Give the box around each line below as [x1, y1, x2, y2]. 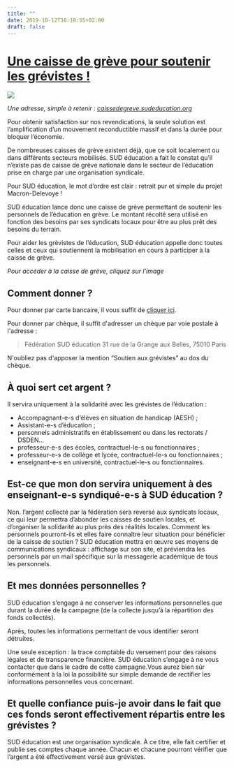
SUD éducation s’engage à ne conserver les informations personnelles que [7, 598, 223, 607]
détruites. [7, 634, 35, 642]
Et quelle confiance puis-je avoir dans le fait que [7, 697, 221, 709]
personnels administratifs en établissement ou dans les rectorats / [17, 428, 208, 436]
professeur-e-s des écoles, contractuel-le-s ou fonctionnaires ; [17, 443, 200, 451]
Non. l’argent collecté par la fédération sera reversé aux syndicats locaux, [7, 508, 219, 516]
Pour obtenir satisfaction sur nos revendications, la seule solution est [7, 118, 206, 126]
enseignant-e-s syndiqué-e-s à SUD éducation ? [7, 489, 224, 501]
